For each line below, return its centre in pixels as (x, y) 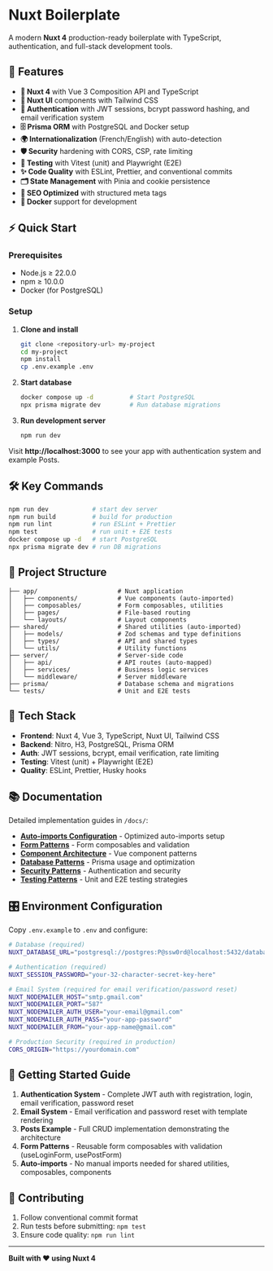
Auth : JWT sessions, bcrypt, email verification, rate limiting (119, 753)
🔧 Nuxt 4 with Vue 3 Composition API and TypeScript (109, 91)
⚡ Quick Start (43, 229)
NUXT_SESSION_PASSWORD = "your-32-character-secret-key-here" (113, 974)
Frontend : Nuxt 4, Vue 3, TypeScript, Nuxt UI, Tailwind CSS (119, 736)
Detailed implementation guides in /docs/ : (78, 820)
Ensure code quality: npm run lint (78, 1235)
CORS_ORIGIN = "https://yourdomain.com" (74, 1049)
